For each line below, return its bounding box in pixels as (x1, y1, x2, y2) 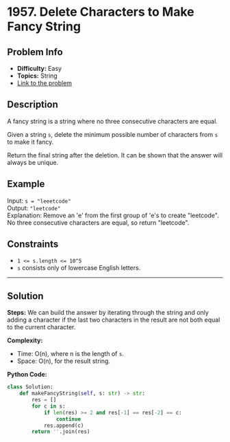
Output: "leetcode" (7, 203, 61, 212)
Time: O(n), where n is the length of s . (16, 350, 125, 358)
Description (7, 99, 58, 111)
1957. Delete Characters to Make (7, 4, 194, 20)
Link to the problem (16, 79, 73, 87)
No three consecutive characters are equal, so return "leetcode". (7, 218, 190, 227)
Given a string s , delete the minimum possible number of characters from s (7, 130, 218, 138)
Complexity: (7, 336, 43, 344)
